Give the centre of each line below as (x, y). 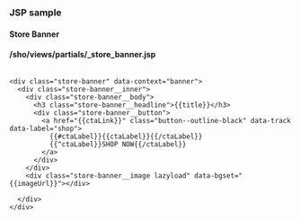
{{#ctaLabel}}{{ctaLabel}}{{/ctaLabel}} (126, 136)
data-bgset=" (219, 176)
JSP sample (35, 13)
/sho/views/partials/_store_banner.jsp (83, 55)
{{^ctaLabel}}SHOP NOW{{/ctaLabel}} (118, 144)
